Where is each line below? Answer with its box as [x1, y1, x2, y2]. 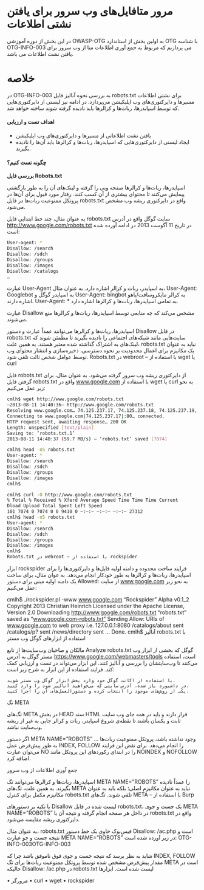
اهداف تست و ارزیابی [7, 118, 55, 126]
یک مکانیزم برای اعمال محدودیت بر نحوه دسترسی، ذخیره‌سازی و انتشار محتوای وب [7, 347, 195, 354]
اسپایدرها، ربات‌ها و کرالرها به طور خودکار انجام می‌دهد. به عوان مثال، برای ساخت [7, 571, 191, 578]
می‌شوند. [7, 316, 28, 323]
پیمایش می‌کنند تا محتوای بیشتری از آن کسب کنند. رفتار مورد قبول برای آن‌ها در [7, 190, 185, 198]
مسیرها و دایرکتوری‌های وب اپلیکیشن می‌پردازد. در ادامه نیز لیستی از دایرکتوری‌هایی [7, 98, 195, 105]
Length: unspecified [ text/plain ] [7, 424, 95, 431]
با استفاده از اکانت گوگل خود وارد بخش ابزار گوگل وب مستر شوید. [7, 677, 175, 684]
